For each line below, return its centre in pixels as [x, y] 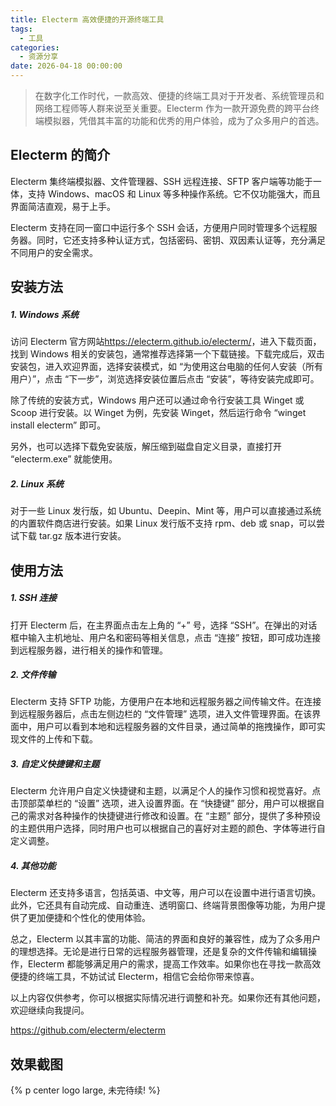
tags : [21, 29]
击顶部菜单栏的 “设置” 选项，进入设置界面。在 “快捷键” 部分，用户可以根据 [163, 803]
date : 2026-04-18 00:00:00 [66, 66]
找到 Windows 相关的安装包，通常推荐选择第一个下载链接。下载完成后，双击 [167, 354]
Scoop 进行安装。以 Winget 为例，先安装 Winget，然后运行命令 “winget [158, 413]
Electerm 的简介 [60, 155]
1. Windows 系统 [44, 314]
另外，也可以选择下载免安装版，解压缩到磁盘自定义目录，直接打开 [146, 447]
